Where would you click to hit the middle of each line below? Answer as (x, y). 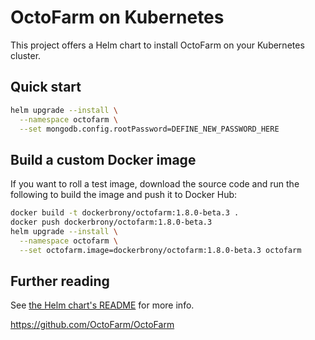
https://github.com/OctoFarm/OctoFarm (92, 325)
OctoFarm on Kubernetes (117, 17)
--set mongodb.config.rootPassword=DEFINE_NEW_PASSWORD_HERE (149, 129)
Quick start (46, 87)
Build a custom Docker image (103, 159)
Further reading (60, 281)
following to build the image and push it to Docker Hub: (124, 195)
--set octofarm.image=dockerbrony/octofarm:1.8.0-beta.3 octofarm (160, 250)
